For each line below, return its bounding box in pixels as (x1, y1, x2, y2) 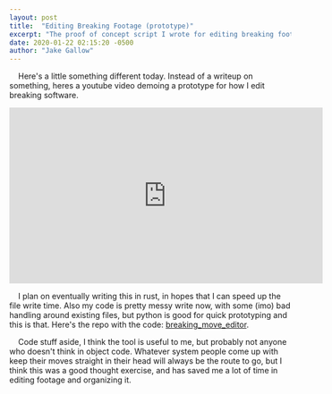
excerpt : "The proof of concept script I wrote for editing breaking (9, 29, 275, 38)
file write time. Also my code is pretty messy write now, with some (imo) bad (9, 300, 291, 311)
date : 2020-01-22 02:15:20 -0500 (9, 38, 134, 47)
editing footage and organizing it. (9, 374, 132, 385)
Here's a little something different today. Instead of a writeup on (17, 71, 253, 81)
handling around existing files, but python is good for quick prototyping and (9, 310, 288, 321)
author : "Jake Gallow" (9, 46, 94, 55)
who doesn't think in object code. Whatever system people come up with (9, 346, 279, 357)
